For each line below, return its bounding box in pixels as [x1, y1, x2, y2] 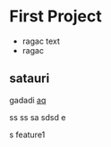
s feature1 [9, 129, 46, 140]
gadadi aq [9, 94, 47, 105]
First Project [9, 6, 103, 27]
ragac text [21, 36, 61, 46]
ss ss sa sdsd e [9, 111, 66, 122]
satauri [9, 71, 50, 86]
